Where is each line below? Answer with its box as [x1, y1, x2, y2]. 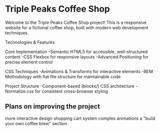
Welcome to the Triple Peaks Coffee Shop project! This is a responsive [5, 19, 147, 25]
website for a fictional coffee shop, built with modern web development [5, 24, 149, 30]
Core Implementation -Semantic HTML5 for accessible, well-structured [5, 49, 148, 55]
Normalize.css [5, 88, 34, 94]
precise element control [5, 59, 53, 65]
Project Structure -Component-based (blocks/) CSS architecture [5, 83, 135, 89]
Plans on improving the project [5, 102, 100, 111]
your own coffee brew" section [5, 120, 67, 126]
